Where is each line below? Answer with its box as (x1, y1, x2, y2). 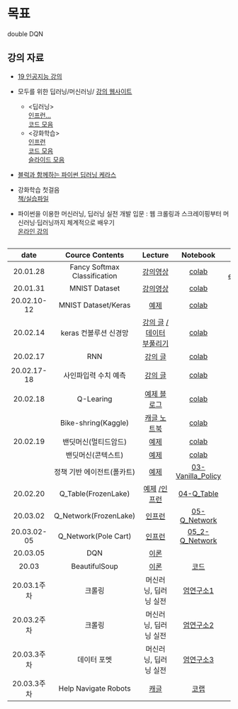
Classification (72, 271, 118, 281)
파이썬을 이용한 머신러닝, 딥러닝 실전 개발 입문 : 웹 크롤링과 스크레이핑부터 (17, 209, 222, 217)
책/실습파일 (17, 194, 50, 203)
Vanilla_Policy (176, 471, 222, 481)
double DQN (7, 29, 44, 38)
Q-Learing (76, 394, 113, 404)
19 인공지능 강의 (17, 72, 62, 81)
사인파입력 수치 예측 (63, 370, 126, 380)
